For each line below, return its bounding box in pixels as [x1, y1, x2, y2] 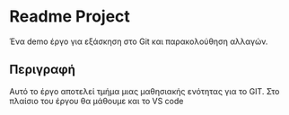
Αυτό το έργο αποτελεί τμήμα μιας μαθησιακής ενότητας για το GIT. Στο [9, 85, 280, 96]
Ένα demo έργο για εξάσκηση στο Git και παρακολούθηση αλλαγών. [9, 36, 268, 47]
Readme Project [9, 6, 130, 27]
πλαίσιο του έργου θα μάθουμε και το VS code [9, 95, 184, 106]
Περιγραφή [9, 62, 76, 77]
